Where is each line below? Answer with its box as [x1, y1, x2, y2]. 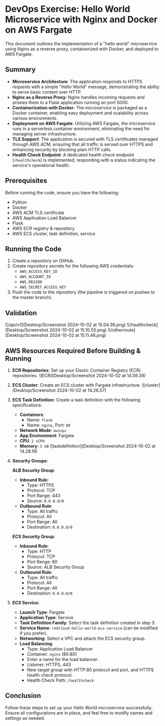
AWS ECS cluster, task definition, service [12, 231, 96, 236]
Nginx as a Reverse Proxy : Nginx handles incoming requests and [12, 94, 145, 100]
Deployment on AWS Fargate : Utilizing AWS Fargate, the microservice [12, 120, 156, 126]
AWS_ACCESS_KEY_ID [19, 269, 58, 274]
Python [12, 199, 27, 205]
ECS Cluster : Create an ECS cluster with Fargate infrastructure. [12, 382, 141, 388]
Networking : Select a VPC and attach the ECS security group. [19, 635, 146, 641]
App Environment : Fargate [19, 432, 74, 438]
